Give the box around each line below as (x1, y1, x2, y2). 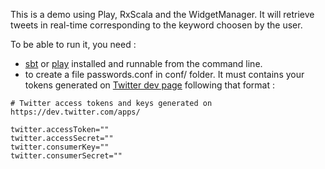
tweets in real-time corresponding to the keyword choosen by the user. (10, 19, 303, 31)
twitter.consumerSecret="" (10, 151, 123, 161)
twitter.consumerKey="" (10, 142, 110, 152)
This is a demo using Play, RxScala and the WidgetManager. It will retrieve (10, 9, 315, 20)
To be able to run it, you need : (10, 39, 137, 50)
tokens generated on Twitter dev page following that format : (24, 79, 276, 91)
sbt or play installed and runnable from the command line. (24, 58, 263, 69)
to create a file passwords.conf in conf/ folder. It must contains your (24, 69, 305, 80)
